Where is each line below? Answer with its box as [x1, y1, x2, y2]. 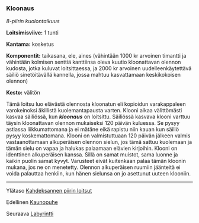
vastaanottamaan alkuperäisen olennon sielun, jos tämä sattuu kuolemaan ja [6, 139, 192, 146]
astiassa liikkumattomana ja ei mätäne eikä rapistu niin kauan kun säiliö [6, 126, 179, 133]
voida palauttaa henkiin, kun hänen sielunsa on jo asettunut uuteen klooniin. [6, 170, 191, 177]
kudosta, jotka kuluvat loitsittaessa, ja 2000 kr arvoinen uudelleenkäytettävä [6, 65, 192, 72]
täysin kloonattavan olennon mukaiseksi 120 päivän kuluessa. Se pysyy [6, 120, 180, 127]
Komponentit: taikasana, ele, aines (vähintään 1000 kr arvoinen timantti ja [6, 52, 187, 59]
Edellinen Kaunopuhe [6, 199, 58, 206]
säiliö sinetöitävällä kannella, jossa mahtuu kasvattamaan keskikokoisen [6, 71, 181, 78]
